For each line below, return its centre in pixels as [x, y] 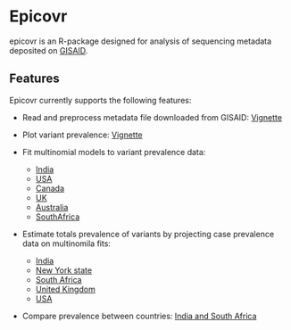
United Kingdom [65, 289]
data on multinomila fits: [67, 243]
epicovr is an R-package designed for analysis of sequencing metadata [141, 41]
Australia [52, 207]
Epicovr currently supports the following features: [100, 100]
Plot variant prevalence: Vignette [82, 135]
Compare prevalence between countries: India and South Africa [139, 316]
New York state [63, 270]
